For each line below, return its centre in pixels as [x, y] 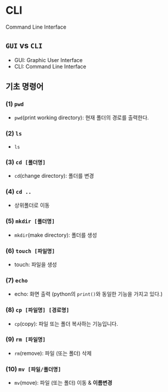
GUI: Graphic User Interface [48, 60]
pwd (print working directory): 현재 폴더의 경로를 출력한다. [82, 118]
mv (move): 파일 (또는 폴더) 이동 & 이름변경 [63, 383]
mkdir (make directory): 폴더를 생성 [56, 235]
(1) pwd [15, 104]
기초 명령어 [25, 87]
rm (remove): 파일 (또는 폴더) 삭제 [53, 353]
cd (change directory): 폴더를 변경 [54, 176]
